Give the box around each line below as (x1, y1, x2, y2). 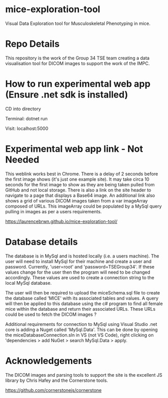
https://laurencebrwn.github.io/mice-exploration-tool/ (5, 218, 118, 224)
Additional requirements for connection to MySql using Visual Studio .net (5, 321, 157, 327)
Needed (5, 154, 40, 165)
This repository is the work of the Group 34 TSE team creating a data (5, 55, 150, 61)
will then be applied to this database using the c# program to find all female (5, 301, 163, 307)
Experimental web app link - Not (5, 143, 143, 154)
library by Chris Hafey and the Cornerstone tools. (5, 377, 108, 383)
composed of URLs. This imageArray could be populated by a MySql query (5, 203, 162, 209)
